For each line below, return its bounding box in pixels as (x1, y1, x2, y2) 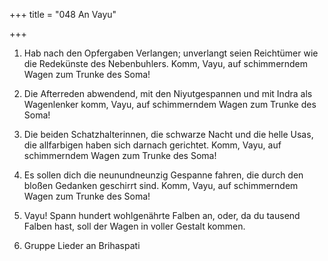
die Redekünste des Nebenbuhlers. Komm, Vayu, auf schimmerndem (23, 58, 309, 69)
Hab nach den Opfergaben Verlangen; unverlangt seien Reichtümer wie (23, 47, 319, 59)
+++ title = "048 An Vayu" (9, 9, 117, 20)
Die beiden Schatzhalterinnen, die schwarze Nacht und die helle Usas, (23, 129, 314, 140)
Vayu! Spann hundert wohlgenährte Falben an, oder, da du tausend (23, 210, 301, 221)
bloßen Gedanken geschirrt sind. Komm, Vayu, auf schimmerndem (23, 180, 299, 191)
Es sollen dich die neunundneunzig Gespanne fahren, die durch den (23, 169, 304, 181)
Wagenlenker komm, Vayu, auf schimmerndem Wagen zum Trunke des (23, 99, 317, 110)
